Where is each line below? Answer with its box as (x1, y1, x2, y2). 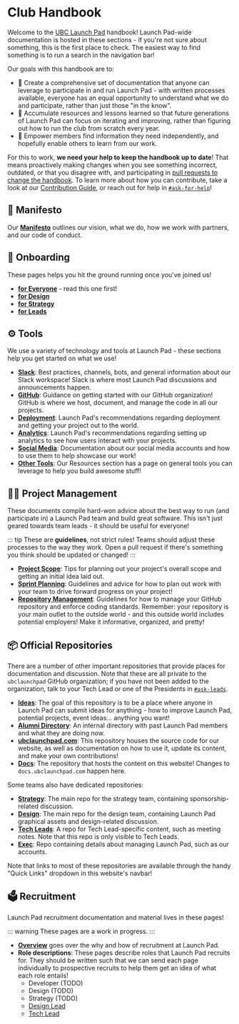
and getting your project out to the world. (17, 421, 139, 429)
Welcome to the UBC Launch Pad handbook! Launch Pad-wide (7, 28, 192, 36)
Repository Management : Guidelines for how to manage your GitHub (17, 595, 223, 604)
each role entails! (17, 971, 69, 980)
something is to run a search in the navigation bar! (7, 51, 155, 59)
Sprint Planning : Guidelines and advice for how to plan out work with (17, 580, 221, 588)
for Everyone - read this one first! (17, 284, 118, 293)
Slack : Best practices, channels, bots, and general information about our (17, 368, 231, 377)
